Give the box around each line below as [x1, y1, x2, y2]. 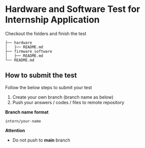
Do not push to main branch [12, 137, 71, 143]
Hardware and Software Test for [5, 3, 141, 15]
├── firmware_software [5, 49, 52, 54]
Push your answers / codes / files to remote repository [12, 99, 125, 105]
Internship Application [5, 14, 100, 25]
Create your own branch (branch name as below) [12, 94, 114, 100]
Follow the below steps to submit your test [5, 84, 92, 90]
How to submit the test [5, 71, 77, 80]
